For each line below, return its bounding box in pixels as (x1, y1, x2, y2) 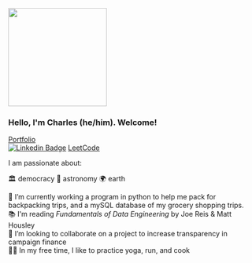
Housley (8, 221, 35, 230)
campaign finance (8, 237, 67, 247)
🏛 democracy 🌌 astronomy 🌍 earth (8, 174, 126, 184)
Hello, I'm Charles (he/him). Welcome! (8, 117, 157, 128)
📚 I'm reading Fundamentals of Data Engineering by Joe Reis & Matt (8, 210, 232, 219)
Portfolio (8, 135, 36, 144)
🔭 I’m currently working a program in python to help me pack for (8, 192, 217, 202)
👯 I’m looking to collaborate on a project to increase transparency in (8, 229, 228, 239)
